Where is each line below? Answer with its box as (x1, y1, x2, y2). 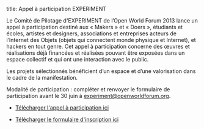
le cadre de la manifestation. (6, 74, 78, 81)
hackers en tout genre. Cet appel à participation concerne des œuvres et (6, 43, 191, 50)
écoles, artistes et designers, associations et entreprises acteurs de (6, 30, 177, 37)
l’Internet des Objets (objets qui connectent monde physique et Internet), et (6, 37, 197, 43)
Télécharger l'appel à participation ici (15, 104, 109, 111)
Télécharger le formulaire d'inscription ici (15, 116, 119, 123)
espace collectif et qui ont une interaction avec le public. (6, 56, 149, 63)
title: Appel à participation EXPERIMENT (6, 5, 107, 12)
